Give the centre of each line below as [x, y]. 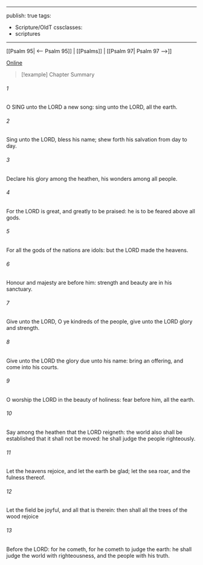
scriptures [28, 34]
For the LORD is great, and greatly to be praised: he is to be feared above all [101, 211]
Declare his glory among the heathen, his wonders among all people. [92, 178]
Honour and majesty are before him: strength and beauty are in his [89, 283]
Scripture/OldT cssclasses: [49, 27]
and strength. [23, 328]
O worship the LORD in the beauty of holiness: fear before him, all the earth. [101, 399]
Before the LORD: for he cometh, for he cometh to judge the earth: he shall [99, 549]
